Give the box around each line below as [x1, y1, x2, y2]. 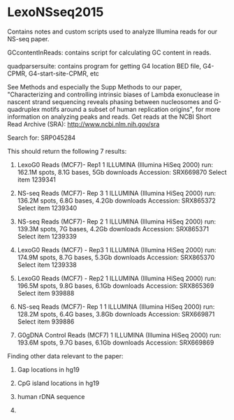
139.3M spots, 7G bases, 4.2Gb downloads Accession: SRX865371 [17, 224, 210, 233]
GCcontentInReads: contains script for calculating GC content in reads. [7, 48, 212, 57]
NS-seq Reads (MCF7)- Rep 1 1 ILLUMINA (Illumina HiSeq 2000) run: [17, 302, 215, 311]
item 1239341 [17, 175, 56, 184]
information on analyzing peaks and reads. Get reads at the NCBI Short [7, 113, 212, 121]
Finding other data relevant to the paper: [7, 352, 124, 360]
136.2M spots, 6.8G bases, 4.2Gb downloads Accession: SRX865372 [17, 196, 216, 205]
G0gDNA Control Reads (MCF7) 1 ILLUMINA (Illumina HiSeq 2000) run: [17, 331, 221, 339]
